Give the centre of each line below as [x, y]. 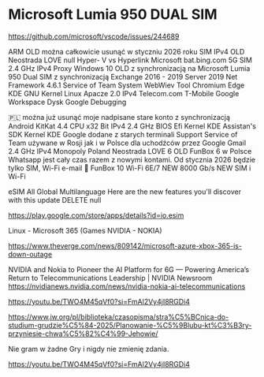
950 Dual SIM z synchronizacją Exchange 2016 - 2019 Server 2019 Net [123, 77]
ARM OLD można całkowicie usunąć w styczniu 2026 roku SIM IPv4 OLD [126, 51]
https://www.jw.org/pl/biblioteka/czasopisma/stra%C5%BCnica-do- [119, 316]
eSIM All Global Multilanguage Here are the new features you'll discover [125, 192]
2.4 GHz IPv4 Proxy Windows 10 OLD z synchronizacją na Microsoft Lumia [129, 68]
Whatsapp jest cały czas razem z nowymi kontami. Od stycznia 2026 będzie [132, 159]
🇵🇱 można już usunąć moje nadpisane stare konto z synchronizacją [119, 117]
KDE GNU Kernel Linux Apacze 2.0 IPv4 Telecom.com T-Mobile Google [124, 93]
